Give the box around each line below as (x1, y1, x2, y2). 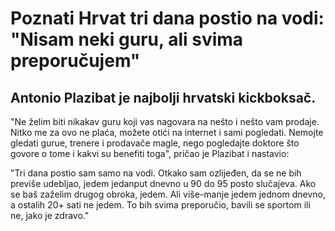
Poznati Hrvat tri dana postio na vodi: (10, 7, 325, 30)
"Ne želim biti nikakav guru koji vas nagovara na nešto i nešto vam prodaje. (10, 116, 320, 127)
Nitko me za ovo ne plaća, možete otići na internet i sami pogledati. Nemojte (10, 127, 324, 138)
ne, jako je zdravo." (10, 210, 90, 221)
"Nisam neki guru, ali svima (10, 28, 244, 51)
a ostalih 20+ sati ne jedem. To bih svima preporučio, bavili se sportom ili (10, 199, 311, 211)
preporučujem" (10, 50, 141, 72)
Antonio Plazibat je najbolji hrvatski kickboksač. (10, 89, 317, 106)
